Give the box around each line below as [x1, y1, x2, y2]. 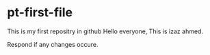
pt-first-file [7, 5, 73, 20]
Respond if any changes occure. [7, 40, 99, 48]
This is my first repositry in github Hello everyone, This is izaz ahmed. [7, 27, 204, 35]
